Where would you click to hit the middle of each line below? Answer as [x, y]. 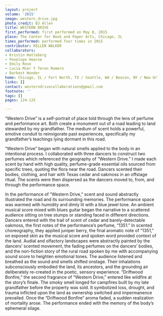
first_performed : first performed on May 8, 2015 [56, 32]
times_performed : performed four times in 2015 [54, 41]
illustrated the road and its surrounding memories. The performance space [80, 199]
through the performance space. [38, 185]
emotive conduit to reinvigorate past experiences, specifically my [70, 134]
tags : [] [14, 96]
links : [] [15, 82]
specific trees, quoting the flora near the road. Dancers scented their [74, 169]
